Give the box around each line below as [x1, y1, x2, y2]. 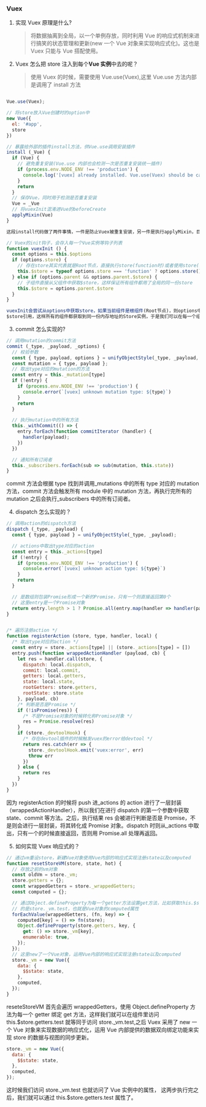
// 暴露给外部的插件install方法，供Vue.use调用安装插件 [6, 143, 135, 150]
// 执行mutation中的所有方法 [12, 417, 79, 424]
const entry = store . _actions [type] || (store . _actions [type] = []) [12, 645, 191, 651]
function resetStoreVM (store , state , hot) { [6, 860, 122, 867]
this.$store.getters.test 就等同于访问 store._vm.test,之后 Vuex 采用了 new [6, 1018, 191, 1025]
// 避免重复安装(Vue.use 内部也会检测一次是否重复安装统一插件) [17, 161, 163, 167]
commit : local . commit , [22, 667, 81, 674]
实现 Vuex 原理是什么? [15, 19, 72, 26]
